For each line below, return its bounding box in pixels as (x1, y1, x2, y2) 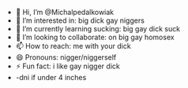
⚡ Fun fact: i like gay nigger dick (15, 61, 120, 71)
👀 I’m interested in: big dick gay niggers (15, 16, 145, 25)
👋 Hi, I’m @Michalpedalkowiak (15, 8, 115, 16)
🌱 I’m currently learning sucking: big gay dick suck (15, 24, 180, 33)
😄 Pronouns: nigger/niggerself (15, 53, 117, 62)
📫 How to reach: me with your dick (15, 42, 132, 50)
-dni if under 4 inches (15, 73, 87, 82)
